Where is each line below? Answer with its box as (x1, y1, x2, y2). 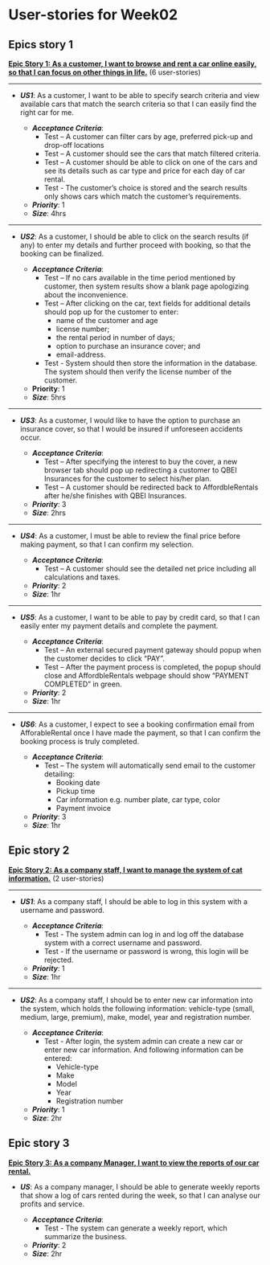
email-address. (55, 350, 106, 359)
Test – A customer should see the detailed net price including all (43, 564, 256, 573)
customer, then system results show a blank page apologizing (43, 281, 249, 291)
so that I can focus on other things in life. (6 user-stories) (8, 68, 201, 77)
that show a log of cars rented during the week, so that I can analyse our (19, 1190, 261, 1200)
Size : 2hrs (31, 508, 67, 518)
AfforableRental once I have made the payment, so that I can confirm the (19, 728, 261, 737)
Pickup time (55, 786, 96, 796)
